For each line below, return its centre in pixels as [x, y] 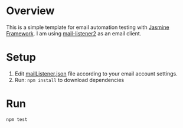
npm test [17, 119]
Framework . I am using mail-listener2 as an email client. [74, 33]
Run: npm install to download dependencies [69, 80]
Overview [30, 11]
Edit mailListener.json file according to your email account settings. [96, 73]
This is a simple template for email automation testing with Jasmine [88, 27]
